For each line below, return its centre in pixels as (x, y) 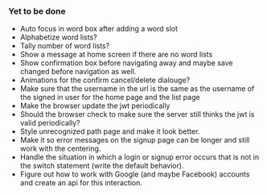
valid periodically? (50, 123)
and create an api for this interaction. (81, 183)
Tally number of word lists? (65, 46)
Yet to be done (37, 11)
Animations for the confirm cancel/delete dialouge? (105, 80)
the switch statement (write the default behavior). (102, 166)
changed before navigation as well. (78, 72)
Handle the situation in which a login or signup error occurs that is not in (140, 157)
